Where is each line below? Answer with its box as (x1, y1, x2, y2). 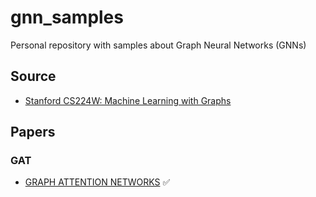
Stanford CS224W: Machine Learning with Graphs (24, 94, 232, 106)
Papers (10, 124, 56, 141)
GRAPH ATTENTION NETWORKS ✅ (24, 176, 171, 188)
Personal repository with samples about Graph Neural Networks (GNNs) (10, 39, 307, 51)
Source (10, 68, 57, 85)
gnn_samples (10, 6, 124, 29)
